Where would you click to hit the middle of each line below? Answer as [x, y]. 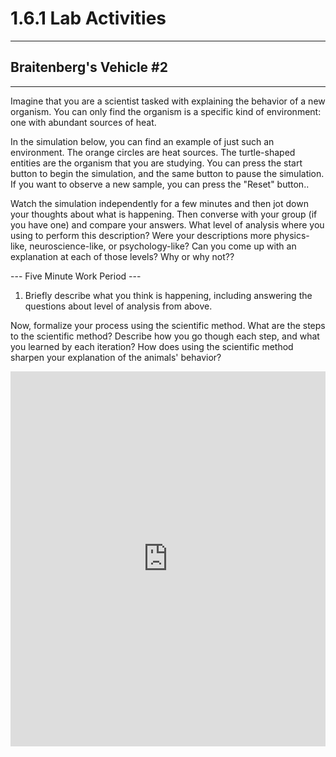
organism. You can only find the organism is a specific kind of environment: [166, 111]
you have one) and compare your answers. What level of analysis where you [167, 224]
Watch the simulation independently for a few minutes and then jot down [159, 203]
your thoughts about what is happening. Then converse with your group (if [164, 214]
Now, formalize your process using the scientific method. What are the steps [168, 325]
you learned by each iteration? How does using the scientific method [152, 346]
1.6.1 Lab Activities [88, 18]
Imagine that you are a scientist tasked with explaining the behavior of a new [168, 101]
